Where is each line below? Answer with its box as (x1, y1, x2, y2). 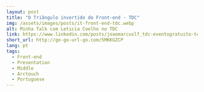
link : (6, 31, 20, 38)
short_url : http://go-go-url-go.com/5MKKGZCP (6, 37, 123, 43)
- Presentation (12, 59, 50, 65)
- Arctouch (12, 71, 39, 77)
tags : (6, 48, 20, 54)
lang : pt (6, 43, 29, 49)
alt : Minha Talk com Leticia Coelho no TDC (6, 25, 118, 32)
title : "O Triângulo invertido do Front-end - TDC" (6, 15, 140, 21)
